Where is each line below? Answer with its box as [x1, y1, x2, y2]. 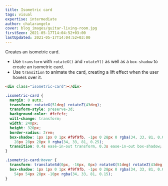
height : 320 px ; [9, 125, 41, 130]
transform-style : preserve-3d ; [9, 107, 75, 112]
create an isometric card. [12, 63, 64, 70]
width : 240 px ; [9, 121, 39, 126]
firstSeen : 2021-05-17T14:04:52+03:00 [5, 30, 86, 35]
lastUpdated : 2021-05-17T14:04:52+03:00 [5, 35, 91, 40]
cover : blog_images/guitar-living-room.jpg [5, 26, 97, 31]
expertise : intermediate [5, 16, 57, 21]
